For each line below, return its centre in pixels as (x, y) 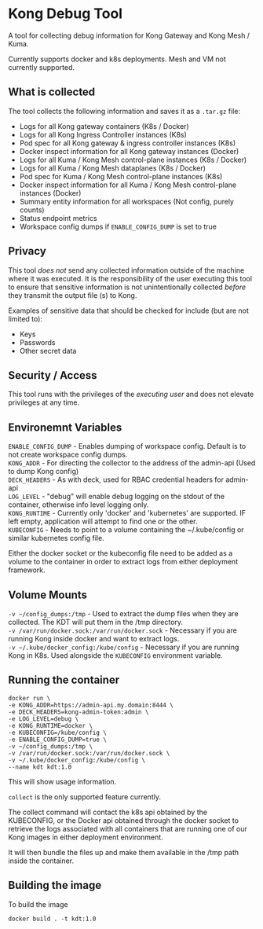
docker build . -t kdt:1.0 (52, 919)
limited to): (26, 318)
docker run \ (29, 698)
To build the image (38, 904)
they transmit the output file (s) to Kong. (73, 295)
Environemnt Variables (65, 427)
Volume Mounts (48, 595)
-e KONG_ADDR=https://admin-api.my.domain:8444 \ (91, 705)
